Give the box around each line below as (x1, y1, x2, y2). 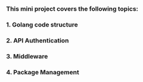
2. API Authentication (6, 36, 69, 44)
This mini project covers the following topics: (6, 5, 139, 13)
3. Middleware (6, 52, 48, 60)
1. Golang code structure (6, 20, 78, 28)
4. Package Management (6, 68, 80, 76)
